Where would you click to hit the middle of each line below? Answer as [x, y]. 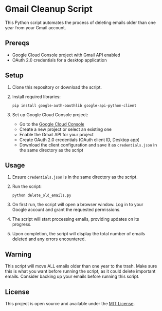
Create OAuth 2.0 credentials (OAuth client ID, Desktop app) [79, 140]
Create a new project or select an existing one [65, 129]
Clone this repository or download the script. [57, 87]
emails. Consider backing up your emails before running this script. [72, 276]
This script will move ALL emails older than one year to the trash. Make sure [81, 266]
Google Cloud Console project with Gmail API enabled [66, 55]
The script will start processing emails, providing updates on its [76, 219]
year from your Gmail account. [36, 27]
